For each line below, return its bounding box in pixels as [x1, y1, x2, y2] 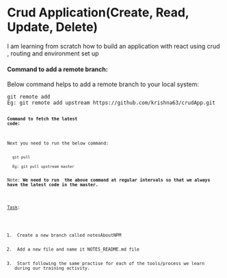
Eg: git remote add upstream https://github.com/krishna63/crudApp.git [7, 99, 215, 107]
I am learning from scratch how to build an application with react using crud [7, 42, 220, 50]
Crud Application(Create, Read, [7, 5, 189, 21]
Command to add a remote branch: [7, 65, 108, 73]
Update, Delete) [7, 19, 98, 35]
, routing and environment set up [7, 49, 99, 58]
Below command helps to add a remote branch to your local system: [7, 80, 200, 88]
